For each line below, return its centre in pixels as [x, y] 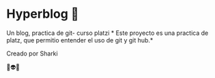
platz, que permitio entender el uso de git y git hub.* [80, 40]
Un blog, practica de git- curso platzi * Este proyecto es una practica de [107, 33]
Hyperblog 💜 [43, 14]
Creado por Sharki [32, 53]
